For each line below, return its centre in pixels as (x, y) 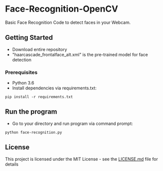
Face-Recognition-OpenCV (62, 9)
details (12, 164)
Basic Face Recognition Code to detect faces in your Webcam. (68, 22)
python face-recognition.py (34, 132)
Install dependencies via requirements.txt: (54, 88)
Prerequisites (21, 72)
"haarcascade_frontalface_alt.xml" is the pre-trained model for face (80, 54)
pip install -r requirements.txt (39, 97)
